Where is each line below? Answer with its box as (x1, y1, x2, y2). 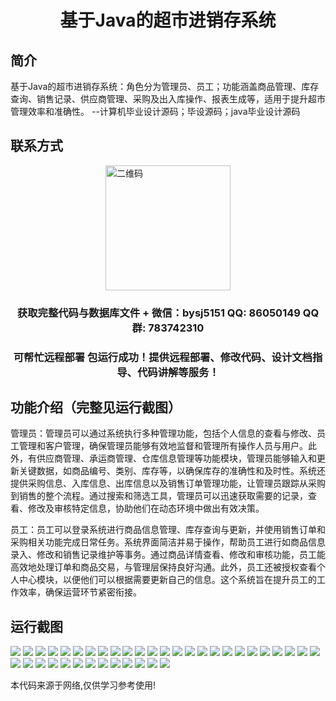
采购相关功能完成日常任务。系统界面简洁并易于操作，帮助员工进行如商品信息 (10, 536, 326, 548)
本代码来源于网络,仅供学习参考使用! (10, 679, 157, 691)
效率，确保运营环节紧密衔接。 (18, 586, 142, 598)
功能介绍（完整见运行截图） (10, 399, 182, 416)
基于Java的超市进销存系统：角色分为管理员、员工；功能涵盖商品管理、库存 (10, 81, 320, 92)
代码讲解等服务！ (136, 365, 220, 379)
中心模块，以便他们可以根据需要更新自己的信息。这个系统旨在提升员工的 (18, 574, 317, 586)
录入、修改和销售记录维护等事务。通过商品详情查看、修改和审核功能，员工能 (10, 549, 326, 561)
